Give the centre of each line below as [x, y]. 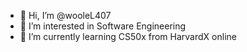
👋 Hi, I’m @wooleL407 [65, 15]
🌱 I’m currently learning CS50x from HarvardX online [128, 36]
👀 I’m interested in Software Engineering [103, 26]
